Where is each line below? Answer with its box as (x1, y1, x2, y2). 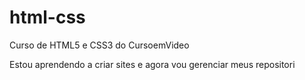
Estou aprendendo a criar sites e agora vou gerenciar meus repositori (9, 58, 296, 70)
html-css (9, 6, 86, 29)
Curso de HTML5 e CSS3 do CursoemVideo (9, 39, 190, 51)
